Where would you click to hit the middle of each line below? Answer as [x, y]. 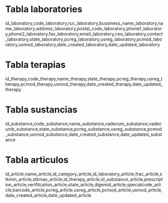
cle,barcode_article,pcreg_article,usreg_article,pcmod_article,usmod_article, [84, 190]
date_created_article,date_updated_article [48, 195]
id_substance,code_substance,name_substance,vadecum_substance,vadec [83, 124]
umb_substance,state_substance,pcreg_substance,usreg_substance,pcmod [83, 129]
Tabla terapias [36, 65]
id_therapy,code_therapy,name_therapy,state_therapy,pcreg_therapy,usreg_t [84, 78]
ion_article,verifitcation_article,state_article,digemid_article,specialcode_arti [83, 184]
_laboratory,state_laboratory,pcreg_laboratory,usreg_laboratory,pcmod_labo [84, 39]
